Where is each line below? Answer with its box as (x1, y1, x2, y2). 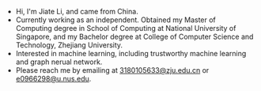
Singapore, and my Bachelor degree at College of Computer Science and (15, 32, 254, 41)
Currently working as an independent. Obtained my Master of (15, 15, 216, 25)
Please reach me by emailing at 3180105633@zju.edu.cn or (15, 66, 210, 74)
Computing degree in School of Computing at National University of (15, 24, 236, 32)
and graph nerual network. (15, 57, 103, 66)
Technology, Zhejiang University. (15, 40, 123, 50)
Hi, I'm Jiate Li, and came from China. (15, 7, 138, 16)
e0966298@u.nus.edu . (15, 74, 92, 83)
